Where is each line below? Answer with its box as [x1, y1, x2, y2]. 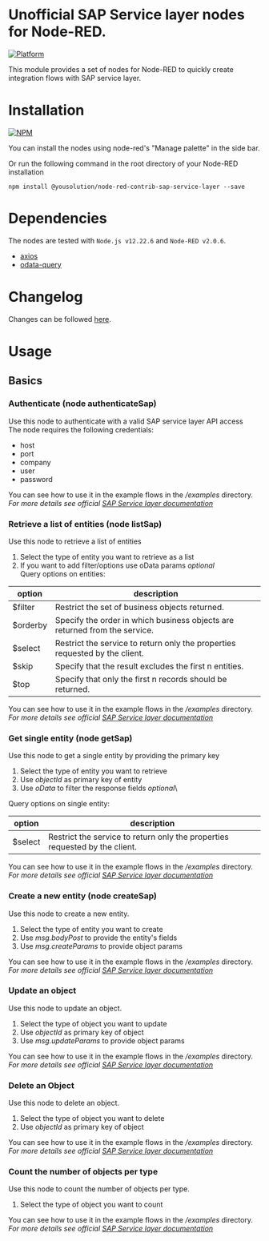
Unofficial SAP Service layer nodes [8, 6, 246, 24]
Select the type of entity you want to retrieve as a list [19, 552, 195, 561]
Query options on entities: [19, 568, 106, 578]
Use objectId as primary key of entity [19, 775, 143, 785]
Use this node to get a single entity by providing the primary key [8, 751, 220, 761]
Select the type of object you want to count [19, 1199, 163, 1210]
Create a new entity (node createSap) [8, 890, 158, 902]
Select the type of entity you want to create [19, 924, 163, 934]
